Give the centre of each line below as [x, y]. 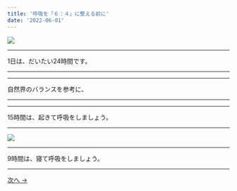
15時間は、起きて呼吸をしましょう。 [60, 117]
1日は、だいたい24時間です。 [49, 61]
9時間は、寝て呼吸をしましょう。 [55, 158]
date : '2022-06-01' [36, 20]
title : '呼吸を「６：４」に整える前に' [58, 14]
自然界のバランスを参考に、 [48, 89]
